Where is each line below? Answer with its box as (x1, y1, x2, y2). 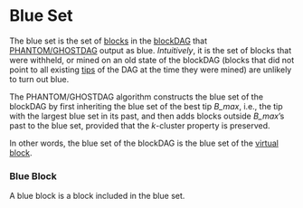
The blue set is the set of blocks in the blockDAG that (9, 35, 208, 46)
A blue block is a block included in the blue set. (9, 191, 185, 202)
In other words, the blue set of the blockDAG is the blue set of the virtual (9, 137, 279, 148)
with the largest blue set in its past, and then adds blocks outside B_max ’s (9, 110, 285, 121)
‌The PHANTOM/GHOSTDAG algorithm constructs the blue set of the (9, 91, 264, 102)
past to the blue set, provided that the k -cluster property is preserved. (9, 119, 270, 131)
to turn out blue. (9, 73, 70, 84)
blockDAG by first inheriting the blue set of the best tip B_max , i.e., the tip (9, 100, 283, 111)
